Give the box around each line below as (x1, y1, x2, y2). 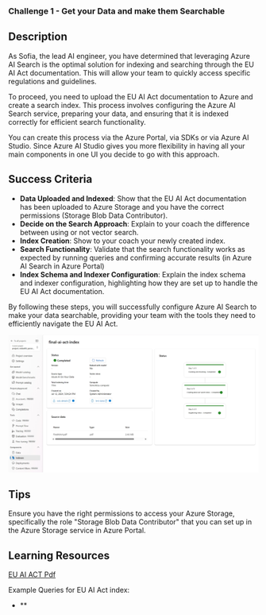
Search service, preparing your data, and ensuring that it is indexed (8, 109, 229, 118)
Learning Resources (8, 548, 110, 562)
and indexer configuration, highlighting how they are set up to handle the (19, 278, 258, 288)
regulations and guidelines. (8, 76, 97, 86)
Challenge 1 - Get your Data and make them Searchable (8, 6, 225, 17)
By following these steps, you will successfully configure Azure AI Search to (8, 302, 257, 311)
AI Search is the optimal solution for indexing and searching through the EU (8, 60, 254, 69)
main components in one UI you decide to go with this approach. (8, 149, 220, 159)
